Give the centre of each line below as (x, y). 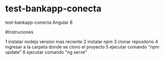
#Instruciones (19, 32)
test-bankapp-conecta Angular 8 (39, 22)
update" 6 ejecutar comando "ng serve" (46, 52)
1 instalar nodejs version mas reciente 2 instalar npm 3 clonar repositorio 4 (82, 41)
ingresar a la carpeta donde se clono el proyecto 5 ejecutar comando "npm (82, 47)
